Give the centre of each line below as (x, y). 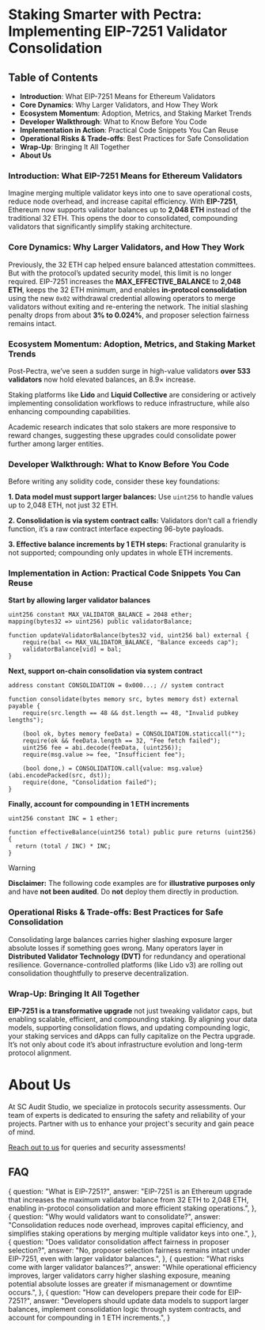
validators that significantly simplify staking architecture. (100, 226)
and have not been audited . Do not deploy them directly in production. (123, 891)
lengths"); (26, 720)
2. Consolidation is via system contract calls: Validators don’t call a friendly (133, 521)
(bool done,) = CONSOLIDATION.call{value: (93, 769)
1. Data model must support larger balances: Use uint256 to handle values (131, 497)
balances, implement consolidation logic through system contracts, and (125, 1309)
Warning (22, 868)
